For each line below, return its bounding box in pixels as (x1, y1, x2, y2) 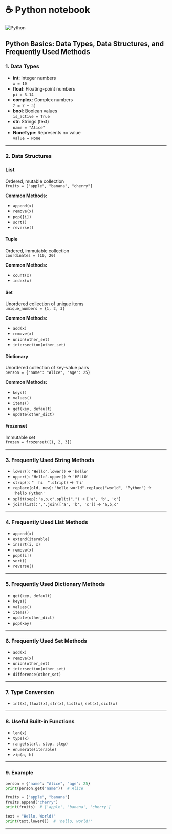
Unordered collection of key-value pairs (5, 365, 90, 371)
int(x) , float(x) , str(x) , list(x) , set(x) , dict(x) (12, 700, 118, 706)
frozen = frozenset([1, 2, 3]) (5, 439, 72, 445)
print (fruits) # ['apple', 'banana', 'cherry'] (5, 805, 111, 810)
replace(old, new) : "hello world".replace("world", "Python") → (12, 484, 152, 490)
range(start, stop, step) (12, 741, 68, 747)
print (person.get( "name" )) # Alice (5, 786, 83, 791)
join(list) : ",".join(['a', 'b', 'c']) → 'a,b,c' (12, 501, 119, 507)
